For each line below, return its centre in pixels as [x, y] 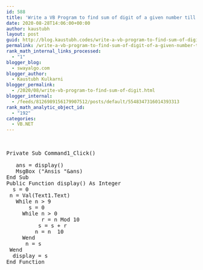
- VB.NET [23, 124]
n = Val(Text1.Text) [40, 196]
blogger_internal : [29, 96]
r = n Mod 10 [60, 220]
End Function [26, 262]
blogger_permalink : [31, 85]
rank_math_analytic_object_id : [46, 107]
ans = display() [40, 166]
